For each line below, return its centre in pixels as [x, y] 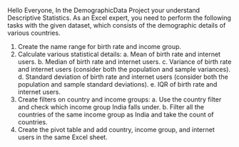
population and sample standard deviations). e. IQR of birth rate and [117, 84]
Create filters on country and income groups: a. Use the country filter [119, 99]
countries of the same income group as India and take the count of [116, 114]
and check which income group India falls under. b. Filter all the [111, 107]
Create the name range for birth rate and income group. [100, 47]
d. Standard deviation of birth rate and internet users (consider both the [123, 77]
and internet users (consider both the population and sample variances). [124, 69]
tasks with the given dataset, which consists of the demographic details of [117, 25]
